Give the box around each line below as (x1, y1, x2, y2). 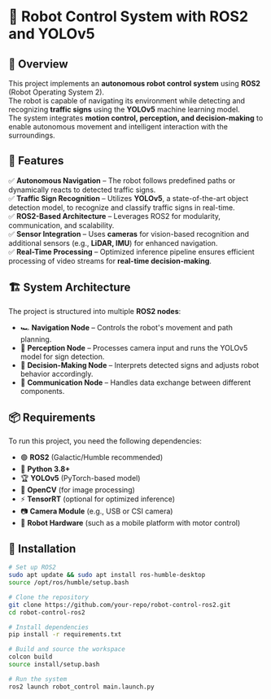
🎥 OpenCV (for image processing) (20, 485, 136, 495)
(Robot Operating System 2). (8, 87, 104, 97)
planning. (20, 334, 52, 344)
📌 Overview (8, 57, 68, 71)
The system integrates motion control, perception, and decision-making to (8, 113, 264, 123)
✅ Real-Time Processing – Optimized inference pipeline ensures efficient (8, 247, 255, 256)
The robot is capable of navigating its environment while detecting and (8, 96, 246, 105)
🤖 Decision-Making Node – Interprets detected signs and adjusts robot (20, 360, 260, 369)
